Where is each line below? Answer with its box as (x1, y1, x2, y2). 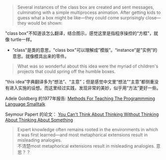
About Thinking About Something (5, 117, 73, 123)
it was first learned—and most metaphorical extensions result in (17, 132, 148, 138)
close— (145, 15, 161, 20)
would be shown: (27, 20, 63, 26)
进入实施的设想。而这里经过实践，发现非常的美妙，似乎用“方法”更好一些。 (9, 85, 161, 91)
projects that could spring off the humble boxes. (17, 69, 116, 74)
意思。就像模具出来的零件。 (12, 53, 69, 59)
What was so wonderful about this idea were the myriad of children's (17, 63, 159, 69)
